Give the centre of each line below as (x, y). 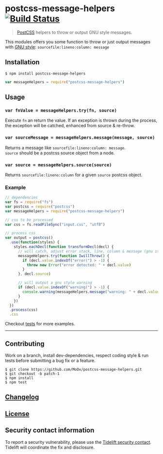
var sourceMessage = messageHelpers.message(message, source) (80, 138)
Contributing (25, 344)
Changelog (22, 397)
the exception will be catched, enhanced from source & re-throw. (70, 126)
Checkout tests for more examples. (40, 324)
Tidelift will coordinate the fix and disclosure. (50, 447)
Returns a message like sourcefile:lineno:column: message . (65, 148)
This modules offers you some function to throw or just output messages (78, 41)
